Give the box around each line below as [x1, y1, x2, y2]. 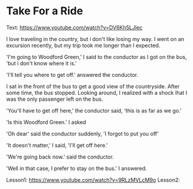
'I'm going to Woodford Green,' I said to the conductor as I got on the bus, [6, 53, 187, 60]
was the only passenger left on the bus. [6, 95, 103, 103]
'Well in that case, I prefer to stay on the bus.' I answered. [6, 165, 147, 172]
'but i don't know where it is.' [6, 60, 77, 67]
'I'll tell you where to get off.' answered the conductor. [6, 71, 139, 78]
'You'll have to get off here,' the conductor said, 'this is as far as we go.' [6, 107, 182, 114]
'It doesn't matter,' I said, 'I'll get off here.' [6, 141, 108, 148]
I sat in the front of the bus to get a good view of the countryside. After [6, 82, 180, 90]
